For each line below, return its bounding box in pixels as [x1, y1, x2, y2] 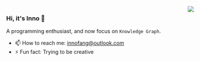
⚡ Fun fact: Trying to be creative [14, 49, 94, 56]
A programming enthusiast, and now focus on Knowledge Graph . [6, 28, 161, 35]
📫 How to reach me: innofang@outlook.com [14, 40, 124, 47]
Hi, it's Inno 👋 [6, 14, 45, 23]
